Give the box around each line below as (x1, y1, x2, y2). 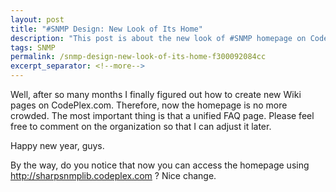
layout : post (10, 14, 65, 25)
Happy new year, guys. (10, 140, 105, 151)
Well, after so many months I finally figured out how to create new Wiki (10, 89, 302, 100)
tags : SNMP (10, 42, 56, 53)
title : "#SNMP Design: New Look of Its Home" (10, 24, 203, 34)
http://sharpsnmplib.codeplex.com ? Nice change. (10, 170, 217, 181)
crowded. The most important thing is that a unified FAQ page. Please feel (10, 110, 315, 121)
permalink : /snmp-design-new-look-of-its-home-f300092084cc (10, 52, 267, 62)
